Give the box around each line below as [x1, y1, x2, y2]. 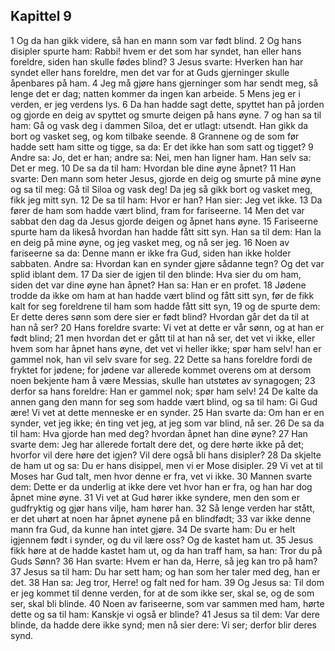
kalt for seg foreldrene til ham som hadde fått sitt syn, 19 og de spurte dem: [10, 300, 321, 312]
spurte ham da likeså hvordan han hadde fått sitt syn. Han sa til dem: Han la [10, 225, 322, 238]
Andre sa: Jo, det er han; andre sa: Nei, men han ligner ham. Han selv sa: [10, 151, 312, 163]
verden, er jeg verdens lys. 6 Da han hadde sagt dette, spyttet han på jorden [10, 98, 325, 110]
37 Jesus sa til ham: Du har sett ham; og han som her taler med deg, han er [10, 565, 321, 578]
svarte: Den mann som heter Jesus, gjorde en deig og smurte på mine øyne [10, 172, 322, 184]
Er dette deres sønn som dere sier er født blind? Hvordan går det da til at [10, 310, 310, 323]
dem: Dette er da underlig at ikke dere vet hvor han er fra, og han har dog [10, 480, 313, 493]
